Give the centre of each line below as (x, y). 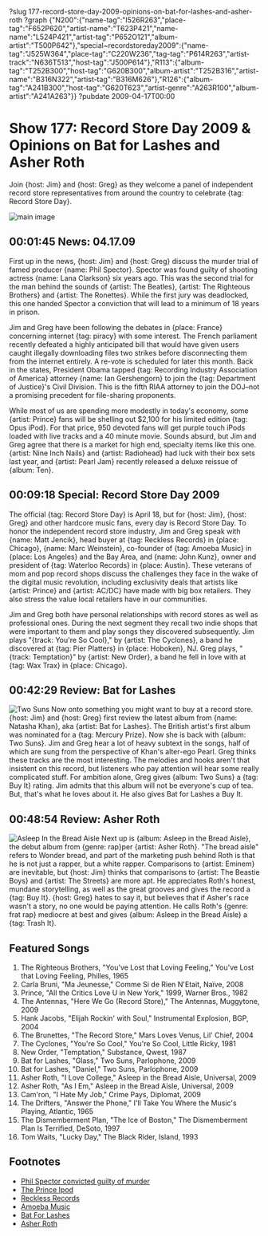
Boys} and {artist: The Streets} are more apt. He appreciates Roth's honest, (132, 881)
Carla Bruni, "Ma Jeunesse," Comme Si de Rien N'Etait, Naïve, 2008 (132, 984)
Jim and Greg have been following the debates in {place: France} (116, 327)
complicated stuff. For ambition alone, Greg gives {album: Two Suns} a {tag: (134, 777)
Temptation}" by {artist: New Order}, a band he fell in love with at (139, 656)
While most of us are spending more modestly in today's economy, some (129, 411)
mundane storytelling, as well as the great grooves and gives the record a (130, 889)
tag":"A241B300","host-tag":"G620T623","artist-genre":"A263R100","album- (134, 88)
